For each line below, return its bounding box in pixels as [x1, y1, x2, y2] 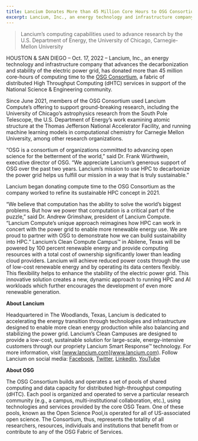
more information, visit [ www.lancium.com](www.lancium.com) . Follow [6, 349, 178, 356]
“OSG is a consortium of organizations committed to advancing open [6, 146, 173, 153]
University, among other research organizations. [6, 135, 124, 142]
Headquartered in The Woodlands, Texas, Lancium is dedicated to [6, 311, 167, 318]
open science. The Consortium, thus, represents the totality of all [6, 416, 164, 423]
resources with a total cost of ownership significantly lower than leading [6, 250, 181, 257]
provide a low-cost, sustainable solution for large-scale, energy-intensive [6, 336, 184, 343]
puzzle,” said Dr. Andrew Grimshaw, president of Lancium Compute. [6, 213, 171, 220]
